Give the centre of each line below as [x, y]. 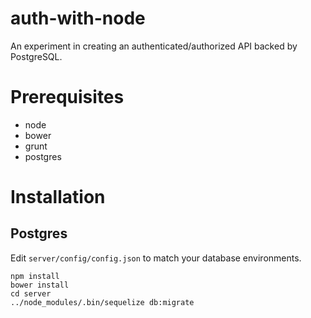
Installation [58, 197]
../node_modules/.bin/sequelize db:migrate [102, 302]
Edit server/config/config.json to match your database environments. [156, 258]
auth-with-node [78, 18]
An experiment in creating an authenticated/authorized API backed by [154, 46]
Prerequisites [67, 97]
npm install [35, 276]
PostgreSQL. [36, 56]
